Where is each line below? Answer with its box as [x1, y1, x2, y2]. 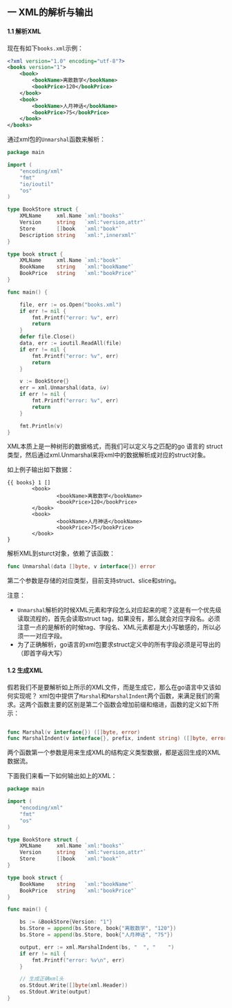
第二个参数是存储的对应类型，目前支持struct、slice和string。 [7, 576, 181, 585]
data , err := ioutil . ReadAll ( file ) [19, 340, 122, 347]
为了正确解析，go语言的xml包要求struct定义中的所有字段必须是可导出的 [17, 640, 221, 649]
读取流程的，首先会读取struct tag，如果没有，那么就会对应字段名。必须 [17, 614, 220, 623]
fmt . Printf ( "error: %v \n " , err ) [32, 956, 126, 964]
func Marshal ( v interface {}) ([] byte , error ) [7, 728, 140, 736]
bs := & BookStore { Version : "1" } [19, 918, 113, 926]
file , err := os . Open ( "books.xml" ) [19, 301, 122, 308]
